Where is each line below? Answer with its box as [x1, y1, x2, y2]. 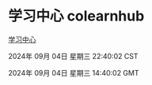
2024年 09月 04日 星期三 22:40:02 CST [8, 51, 139, 61]
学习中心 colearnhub [8, 7, 145, 25]
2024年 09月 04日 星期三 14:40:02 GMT [8, 68, 139, 77]
